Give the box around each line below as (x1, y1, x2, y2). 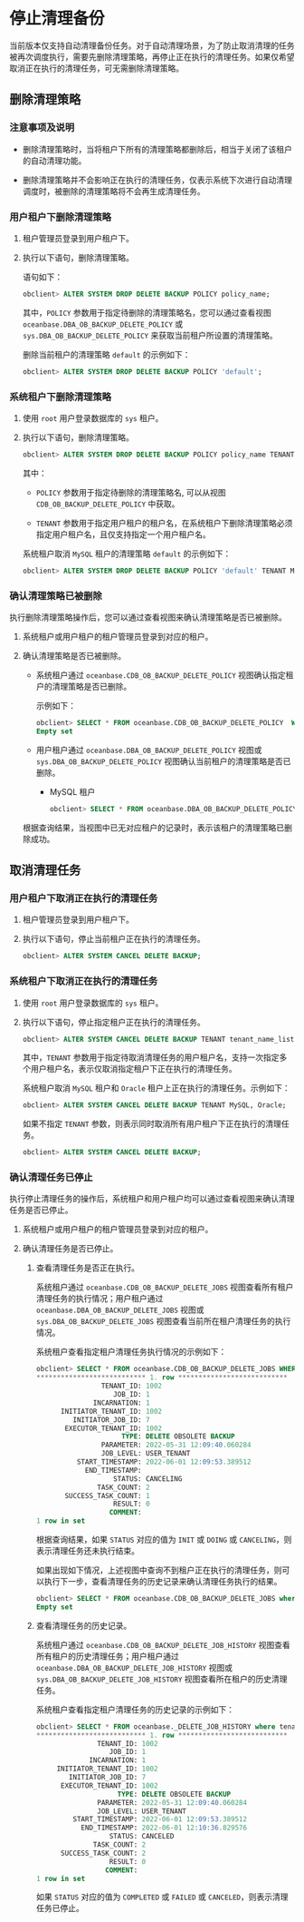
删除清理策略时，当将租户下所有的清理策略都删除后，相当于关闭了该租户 (22, 143, 292, 154)
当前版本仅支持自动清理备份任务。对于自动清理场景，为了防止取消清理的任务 (9, 40, 295, 51)
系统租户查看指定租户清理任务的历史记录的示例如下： (35, 1703, 235, 1715)
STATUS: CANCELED (109, 1832, 175, 1841)
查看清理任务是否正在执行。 (35, 1262, 140, 1273)
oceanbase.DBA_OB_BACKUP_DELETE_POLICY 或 (22, 319, 184, 329)
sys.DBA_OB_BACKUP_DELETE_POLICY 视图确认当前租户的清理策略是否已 (35, 755, 291, 767)
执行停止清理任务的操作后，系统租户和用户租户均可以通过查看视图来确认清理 (9, 1193, 295, 1204)
